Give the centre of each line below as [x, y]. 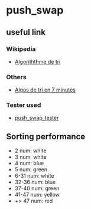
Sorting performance [46, 136]
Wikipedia [21, 49]
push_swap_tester [37, 118]
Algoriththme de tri [38, 61]
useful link [26, 32]
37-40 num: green [37, 188]
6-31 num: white [34, 176]
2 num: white [30, 151]
